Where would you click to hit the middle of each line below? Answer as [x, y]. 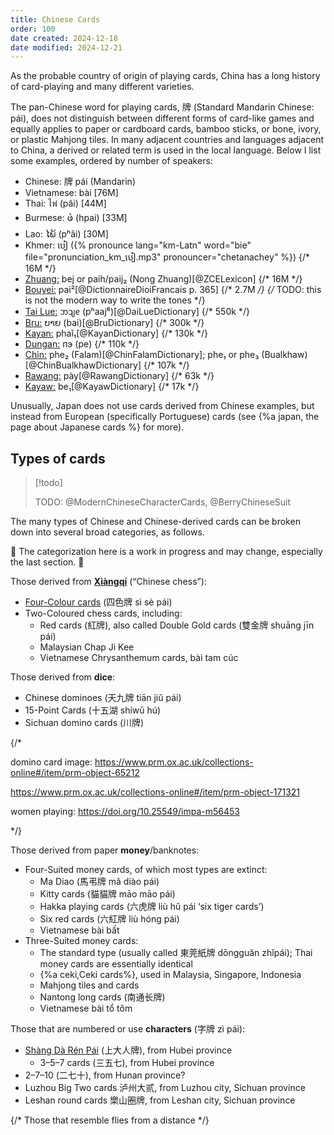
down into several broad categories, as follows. [107, 532]
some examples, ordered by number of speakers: [111, 161]
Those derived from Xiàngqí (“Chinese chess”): [108, 582]
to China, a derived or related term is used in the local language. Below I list [166, 150]
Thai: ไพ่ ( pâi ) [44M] [65, 203]
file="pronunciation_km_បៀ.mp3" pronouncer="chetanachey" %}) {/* [167, 257]
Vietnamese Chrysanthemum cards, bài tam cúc [139, 658]
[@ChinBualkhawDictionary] [83, 365]
